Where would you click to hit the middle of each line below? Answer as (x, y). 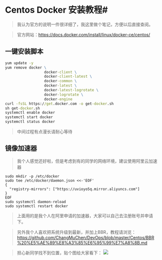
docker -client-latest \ (68, 77)
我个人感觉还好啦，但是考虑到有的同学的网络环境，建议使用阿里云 (83, 161)
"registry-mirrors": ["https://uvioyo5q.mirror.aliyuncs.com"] (74, 189)
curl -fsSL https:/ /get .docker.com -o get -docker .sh (59, 104)
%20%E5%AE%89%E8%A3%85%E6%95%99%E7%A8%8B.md (82, 243)
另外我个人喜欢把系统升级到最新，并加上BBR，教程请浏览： (76, 232)
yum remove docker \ (26, 68)
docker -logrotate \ (64, 95)
